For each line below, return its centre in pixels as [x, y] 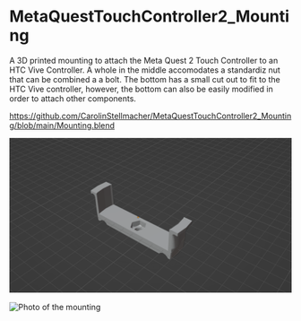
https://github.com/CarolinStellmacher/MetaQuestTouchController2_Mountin [150, 116]
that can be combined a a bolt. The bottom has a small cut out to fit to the [145, 79]
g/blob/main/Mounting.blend [62, 125]
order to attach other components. [73, 98]
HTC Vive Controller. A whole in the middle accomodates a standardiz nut [145, 70]
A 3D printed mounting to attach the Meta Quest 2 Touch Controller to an [144, 60]
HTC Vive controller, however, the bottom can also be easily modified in [141, 89]
